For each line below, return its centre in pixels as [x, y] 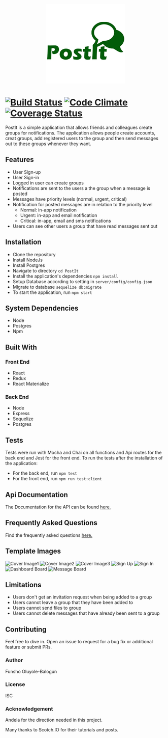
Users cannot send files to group [47, 608]
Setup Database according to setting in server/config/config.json [82, 281]
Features [20, 160]
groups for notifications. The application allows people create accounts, [80, 133]
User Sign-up [27, 172]
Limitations [23, 585]
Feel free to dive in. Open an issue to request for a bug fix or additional [79, 642]
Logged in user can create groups [48, 183]
